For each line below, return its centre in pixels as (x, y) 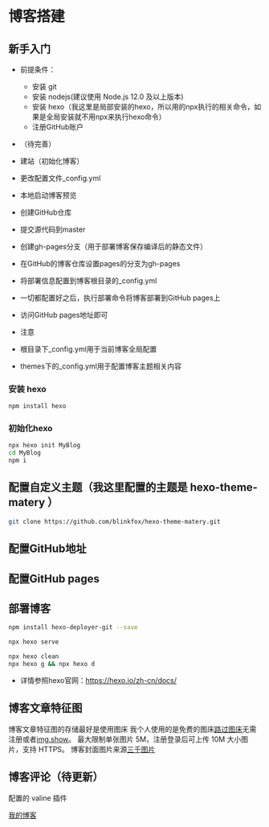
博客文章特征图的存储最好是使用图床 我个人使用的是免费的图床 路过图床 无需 (132, 729)
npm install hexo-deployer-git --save (73, 627)
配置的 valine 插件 (38, 798)
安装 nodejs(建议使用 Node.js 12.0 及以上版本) (108, 97)
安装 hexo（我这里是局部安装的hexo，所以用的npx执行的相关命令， (143, 107)
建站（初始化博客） (52, 161)
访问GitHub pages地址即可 (64, 315)
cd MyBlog (25, 453)
